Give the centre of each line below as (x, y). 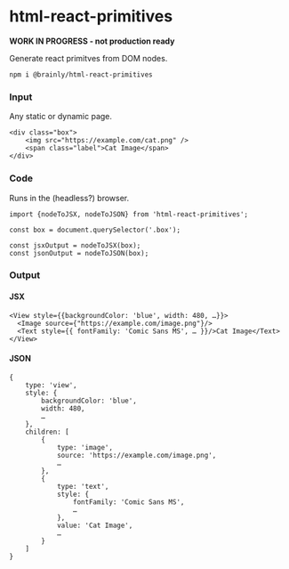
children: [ (47, 432)
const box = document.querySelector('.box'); (95, 230)
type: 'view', (51, 385)
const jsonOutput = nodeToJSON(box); (79, 253)
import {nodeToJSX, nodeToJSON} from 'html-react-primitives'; (129, 214)
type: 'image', (85, 447)
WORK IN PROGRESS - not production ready (92, 41)
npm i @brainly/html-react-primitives (81, 74)
